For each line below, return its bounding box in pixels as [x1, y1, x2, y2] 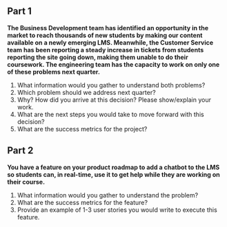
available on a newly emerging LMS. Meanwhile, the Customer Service [7, 38, 214, 47]
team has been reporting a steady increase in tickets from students [7, 45, 204, 54]
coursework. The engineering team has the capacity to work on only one [7, 60, 220, 68]
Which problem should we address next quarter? [17, 88, 157, 96]
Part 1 [7, 6, 32, 17]
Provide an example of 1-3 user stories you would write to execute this [17, 206, 217, 214]
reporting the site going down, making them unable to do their [7, 53, 188, 61]
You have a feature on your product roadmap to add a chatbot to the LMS [7, 163, 220, 171]
